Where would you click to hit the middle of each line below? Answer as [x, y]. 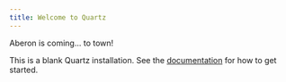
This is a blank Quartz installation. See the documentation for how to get [143, 60]
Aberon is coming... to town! [62, 43]
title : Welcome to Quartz [58, 17]
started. [24, 70]
